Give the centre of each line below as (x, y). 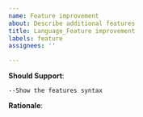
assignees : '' (32, 46)
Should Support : (36, 76)
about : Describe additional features (72, 23)
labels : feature (36, 38)
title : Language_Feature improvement (72, 31)
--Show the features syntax (56, 91)
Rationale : (25, 106)
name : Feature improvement (54, 16)
